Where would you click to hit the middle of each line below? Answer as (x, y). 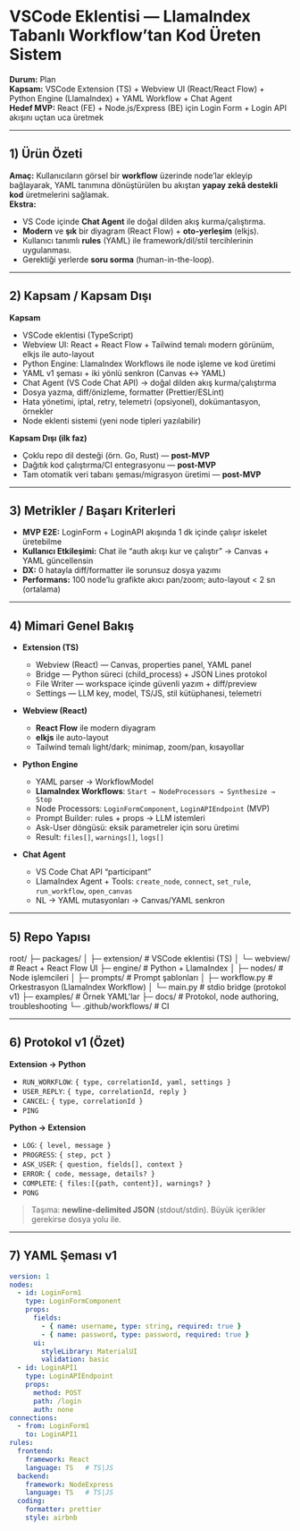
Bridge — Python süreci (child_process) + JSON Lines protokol (151, 674)
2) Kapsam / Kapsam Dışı (80, 296)
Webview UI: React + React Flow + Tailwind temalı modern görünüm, (148, 344)
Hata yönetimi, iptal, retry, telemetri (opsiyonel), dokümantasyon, (141, 401)
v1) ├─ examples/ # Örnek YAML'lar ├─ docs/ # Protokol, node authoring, (144, 996)
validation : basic (75, 1360)
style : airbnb (51, 1518)
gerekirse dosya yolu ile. (76, 1219)
